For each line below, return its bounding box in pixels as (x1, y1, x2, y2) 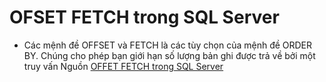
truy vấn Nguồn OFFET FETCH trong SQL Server (23, 60, 224, 72)
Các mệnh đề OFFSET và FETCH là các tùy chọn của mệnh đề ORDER (23, 39, 313, 51)
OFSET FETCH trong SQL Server (9, 6, 280, 29)
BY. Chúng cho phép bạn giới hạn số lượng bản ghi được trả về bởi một (23, 49, 316, 61)
